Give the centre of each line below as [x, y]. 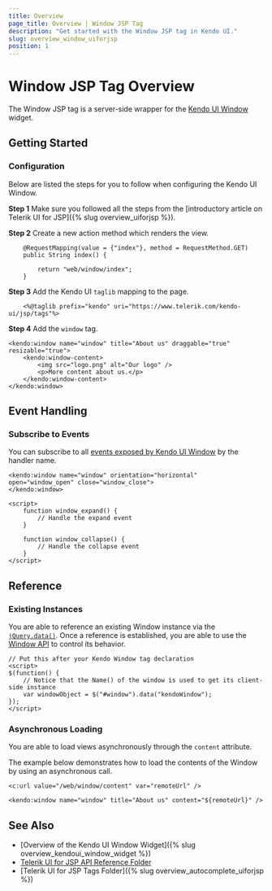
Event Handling [48, 411]
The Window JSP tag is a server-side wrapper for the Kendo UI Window [129, 109]
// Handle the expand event [85, 518]
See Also [31, 825]
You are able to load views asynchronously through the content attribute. [130, 747]
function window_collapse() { [74, 539]
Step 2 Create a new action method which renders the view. [109, 233]
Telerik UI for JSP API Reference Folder [86, 863]
